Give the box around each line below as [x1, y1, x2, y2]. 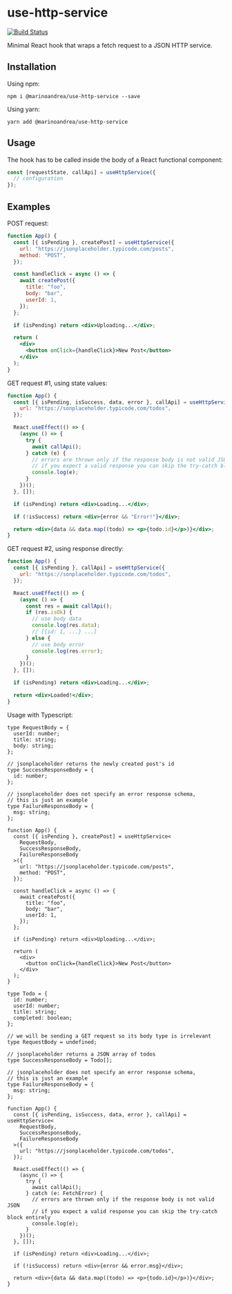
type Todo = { [7, 990, 48, 997]
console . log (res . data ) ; [32, 622, 100, 629]
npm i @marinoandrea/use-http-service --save [7, 93, 140, 100]
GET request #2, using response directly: [7, 545, 124, 553]
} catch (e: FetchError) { [25, 1190, 104, 1197]
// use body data [32, 615, 81, 623]
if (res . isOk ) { [25, 609, 72, 616]
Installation [7, 61, 57, 73]
